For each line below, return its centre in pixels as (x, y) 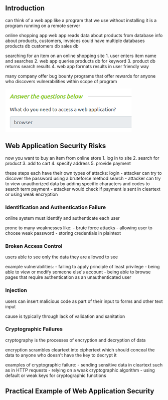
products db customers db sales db (42, 46)
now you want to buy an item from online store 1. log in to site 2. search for (82, 158)
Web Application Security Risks (56, 146)
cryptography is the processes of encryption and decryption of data (75, 340)
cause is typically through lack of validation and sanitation (65, 316)
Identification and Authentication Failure (56, 207)
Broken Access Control (34, 246)
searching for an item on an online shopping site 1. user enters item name (81, 56)
